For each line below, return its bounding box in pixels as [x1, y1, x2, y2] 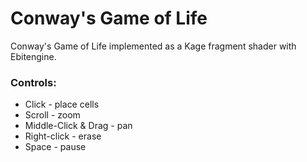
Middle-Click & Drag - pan [24, 120, 133, 132]
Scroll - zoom [24, 109, 81, 121]
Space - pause [24, 141, 87, 153]
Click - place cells [24, 98, 100, 111]
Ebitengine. [10, 50, 57, 62]
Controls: [10, 75, 57, 89]
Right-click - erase [24, 130, 102, 142]
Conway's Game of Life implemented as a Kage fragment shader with [10, 40, 297, 52]
